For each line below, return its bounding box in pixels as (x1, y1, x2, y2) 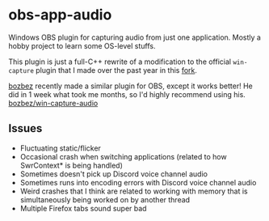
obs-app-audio (8, 6, 112, 24)
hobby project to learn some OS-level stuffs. (8, 40, 156, 50)
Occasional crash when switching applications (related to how (19, 151, 228, 161)
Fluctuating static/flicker (19, 143, 101, 153)
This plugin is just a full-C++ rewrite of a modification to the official (8, 57, 232, 66)
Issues (8, 121, 43, 135)
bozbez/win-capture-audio (8, 98, 99, 108)
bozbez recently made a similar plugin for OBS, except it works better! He (8, 81, 253, 91)
